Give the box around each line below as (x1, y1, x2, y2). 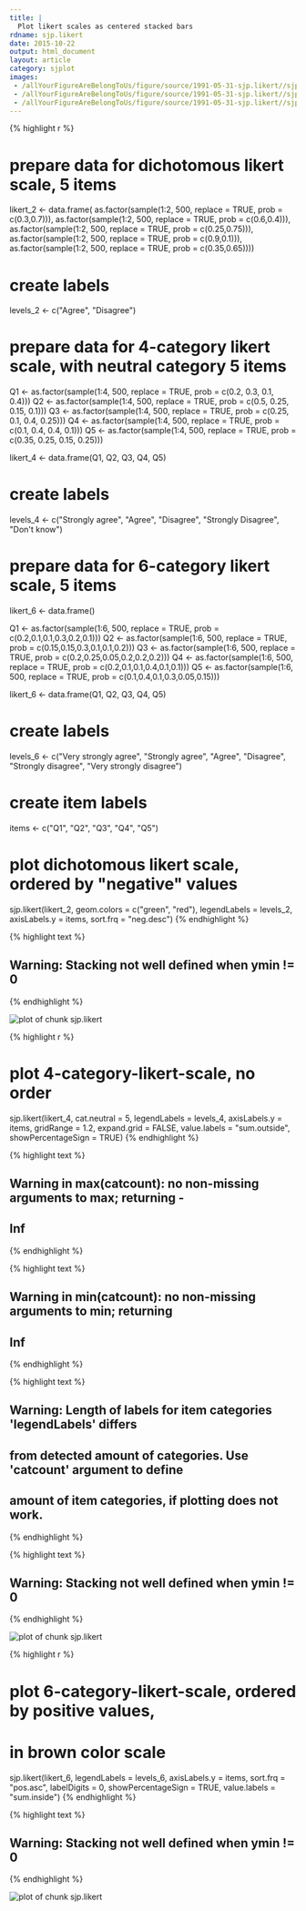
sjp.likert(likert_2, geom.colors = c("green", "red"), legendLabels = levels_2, (9, 903, 293, 915)
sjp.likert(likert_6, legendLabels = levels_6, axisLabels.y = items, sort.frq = (9, 1772, 286, 1783)
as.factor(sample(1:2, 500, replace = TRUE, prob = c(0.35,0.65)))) (9, 243, 255, 254)
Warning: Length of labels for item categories (9, 1403, 272, 1418)
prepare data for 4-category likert (9, 337, 270, 358)
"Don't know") (9, 524, 64, 535)
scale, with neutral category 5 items (9, 356, 287, 377)
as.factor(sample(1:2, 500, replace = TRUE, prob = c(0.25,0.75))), (9, 224, 254, 235)
